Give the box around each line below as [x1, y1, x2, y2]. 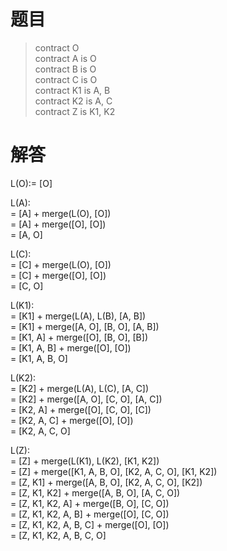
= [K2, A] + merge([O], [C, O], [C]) [10, 403, 152, 415]
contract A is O [34, 52, 97, 64]
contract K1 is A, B [34, 84, 111, 96]
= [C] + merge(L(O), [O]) [10, 258, 112, 270]
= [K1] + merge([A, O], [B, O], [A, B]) [10, 320, 160, 332]
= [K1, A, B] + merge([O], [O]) [10, 341, 132, 354]
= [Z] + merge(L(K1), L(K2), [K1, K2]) [10, 455, 160, 467]
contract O [34, 41, 80, 54]
